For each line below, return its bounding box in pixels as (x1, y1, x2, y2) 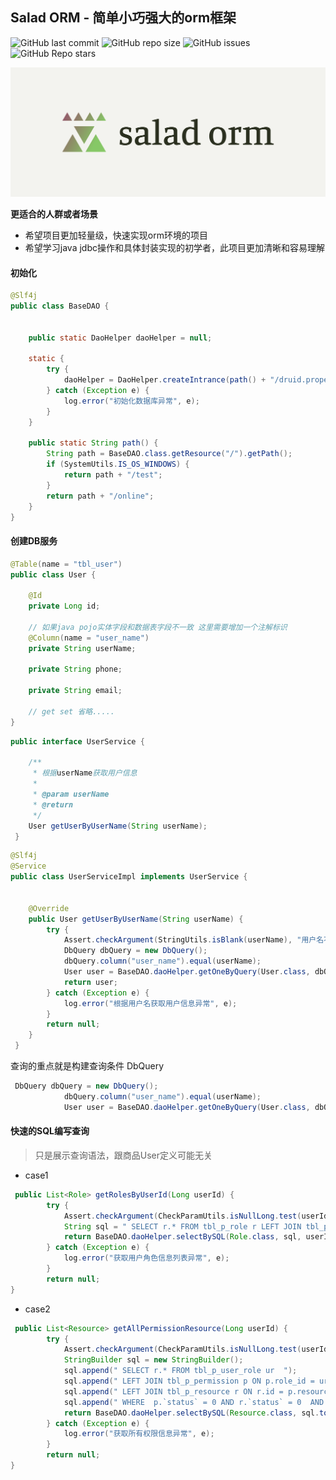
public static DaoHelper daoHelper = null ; (28, 333, 213, 343)
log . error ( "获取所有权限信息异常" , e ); (63, 1429, 215, 1439)
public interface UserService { (10, 736, 145, 747)
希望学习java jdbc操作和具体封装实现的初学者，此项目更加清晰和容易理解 (24, 242, 325, 254)
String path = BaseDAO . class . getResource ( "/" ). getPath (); (46, 449, 293, 459)
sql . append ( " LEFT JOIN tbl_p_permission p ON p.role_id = (63, 1376, 315, 1386)
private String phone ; (28, 664, 123, 675)
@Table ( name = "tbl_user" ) (10, 559, 123, 569)
